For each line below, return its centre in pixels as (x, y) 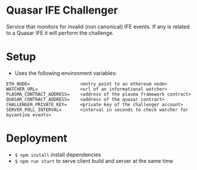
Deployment (37, 138)
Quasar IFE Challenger (62, 10)
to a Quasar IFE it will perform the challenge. (60, 32)
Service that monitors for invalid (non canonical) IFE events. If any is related (98, 27)
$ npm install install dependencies (58, 155)
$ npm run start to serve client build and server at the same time (94, 161)
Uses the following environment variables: (66, 73)
